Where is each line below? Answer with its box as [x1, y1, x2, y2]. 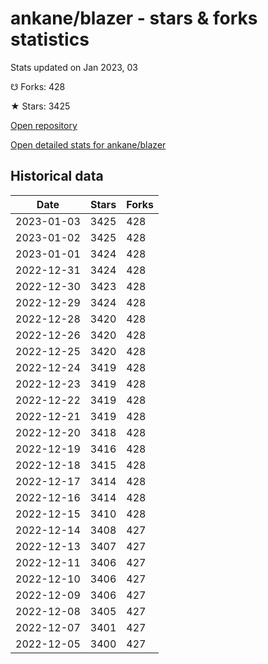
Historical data [10, 168, 104, 185]
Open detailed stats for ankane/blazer [10, 138, 167, 151]
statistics [10, 28, 90, 51]
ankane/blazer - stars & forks [10, 7, 258, 30]
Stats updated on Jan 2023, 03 [10, 61, 139, 73]
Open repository [10, 119, 78, 131]
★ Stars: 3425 [10, 100, 71, 112]
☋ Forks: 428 [10, 80, 66, 92]
